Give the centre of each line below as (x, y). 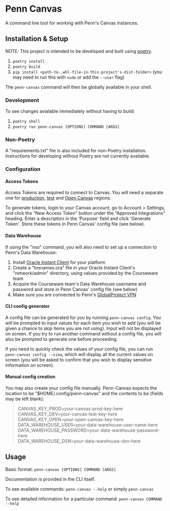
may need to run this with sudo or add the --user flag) (69, 77)
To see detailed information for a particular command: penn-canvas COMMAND (84, 499)
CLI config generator (27, 306)
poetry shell (26, 122)
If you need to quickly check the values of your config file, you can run (79, 349)
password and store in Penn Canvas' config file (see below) (75, 289)
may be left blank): (25, 399)
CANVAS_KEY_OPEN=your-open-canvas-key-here (71, 420)
